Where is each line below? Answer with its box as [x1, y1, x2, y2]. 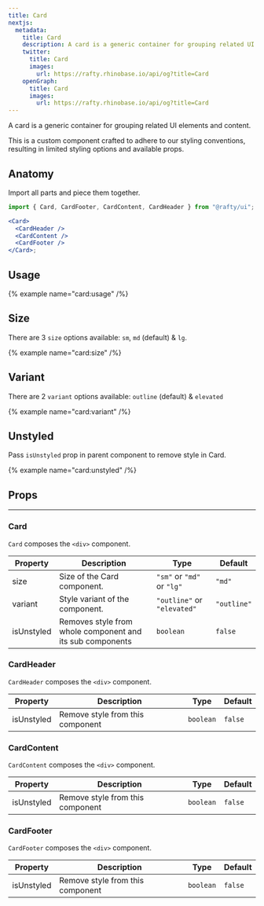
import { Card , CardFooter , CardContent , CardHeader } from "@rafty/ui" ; [8, 203, 255, 211]
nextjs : [8, 19, 34, 27]
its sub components [58, 636, 132, 647]
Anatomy [8, 167, 54, 181]
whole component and [58, 625, 142, 636]
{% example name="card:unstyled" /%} [8, 465, 137, 475]
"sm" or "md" [156, 570, 201, 581]
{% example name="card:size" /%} [8, 347, 122, 358]
